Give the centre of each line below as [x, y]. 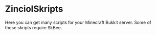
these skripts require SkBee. [33, 27]
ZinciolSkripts [34, 9]
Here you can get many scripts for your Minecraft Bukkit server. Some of [78, 22]
